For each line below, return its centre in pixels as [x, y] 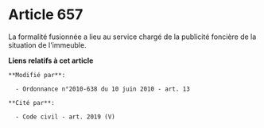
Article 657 [46, 15]
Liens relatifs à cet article [51, 60]
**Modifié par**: [37, 75]
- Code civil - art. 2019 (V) [65, 117]
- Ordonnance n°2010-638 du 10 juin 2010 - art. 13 [103, 89]
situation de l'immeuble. [47, 45]
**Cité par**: [32, 103]
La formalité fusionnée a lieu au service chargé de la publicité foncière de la [132, 37]
